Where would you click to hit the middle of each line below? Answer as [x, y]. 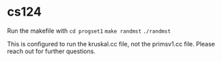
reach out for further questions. [51, 51]
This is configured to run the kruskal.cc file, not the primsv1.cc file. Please [111, 44]
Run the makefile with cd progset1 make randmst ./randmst [89, 31]
